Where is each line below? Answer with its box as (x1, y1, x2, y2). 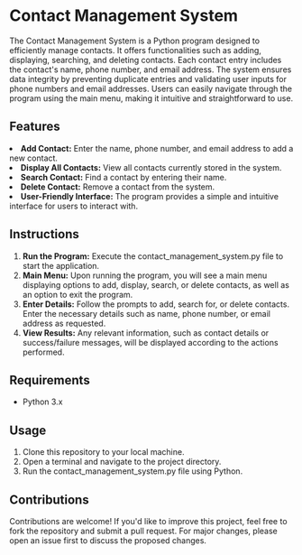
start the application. (22, 260, 100, 271)
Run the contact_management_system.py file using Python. (22, 466, 243, 476)
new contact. (9, 153, 59, 163)
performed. (22, 347, 65, 357)
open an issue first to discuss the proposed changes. (9, 535, 207, 546)
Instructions (9, 227, 79, 242)
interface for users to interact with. (9, 200, 138, 211)
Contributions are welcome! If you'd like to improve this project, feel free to (9, 516, 288, 526)
